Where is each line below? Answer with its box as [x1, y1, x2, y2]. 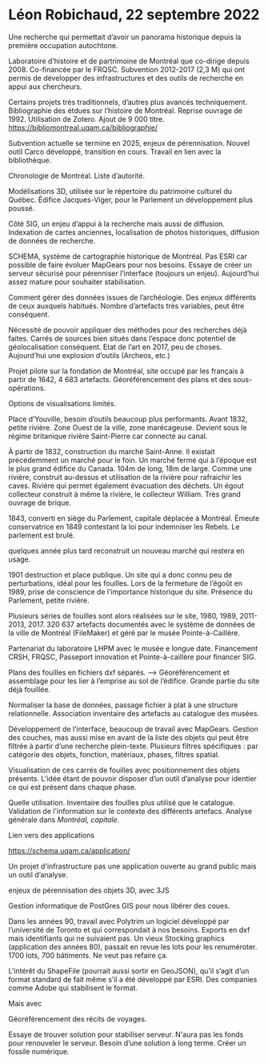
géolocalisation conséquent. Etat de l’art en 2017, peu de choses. [8, 342, 222, 352]
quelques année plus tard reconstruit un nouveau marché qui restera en [8, 546, 246, 555]
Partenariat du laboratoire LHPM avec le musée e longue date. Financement [8, 643, 258, 653]
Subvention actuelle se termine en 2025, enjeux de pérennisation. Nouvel [8, 138, 250, 147]
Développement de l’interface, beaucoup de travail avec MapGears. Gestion [8, 723, 258, 734]
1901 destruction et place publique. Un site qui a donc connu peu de [8, 570, 233, 579]
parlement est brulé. [8, 530, 75, 540]
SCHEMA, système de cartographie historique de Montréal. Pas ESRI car [8, 251, 248, 261]
